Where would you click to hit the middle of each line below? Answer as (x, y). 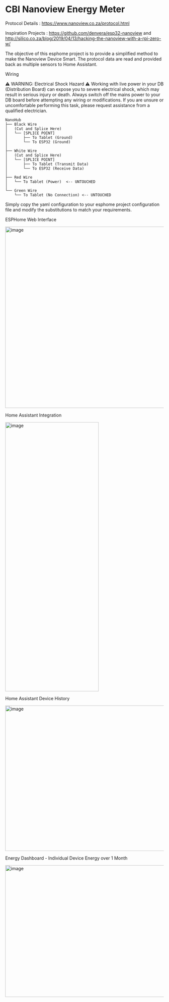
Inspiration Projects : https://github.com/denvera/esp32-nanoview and (78, 33)
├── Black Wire (21, 124)
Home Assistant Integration (33, 415)
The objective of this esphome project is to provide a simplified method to (82, 54)
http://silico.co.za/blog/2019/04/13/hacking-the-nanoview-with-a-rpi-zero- (83, 38)
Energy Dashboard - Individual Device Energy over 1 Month (66, 858)
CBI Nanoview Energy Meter (65, 9)
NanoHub (13, 120)
